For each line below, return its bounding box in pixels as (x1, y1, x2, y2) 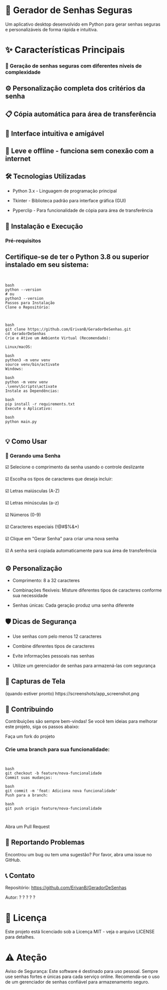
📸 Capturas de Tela (5, 677, 66, 686)
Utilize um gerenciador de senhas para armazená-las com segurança (12, 663, 156, 669)
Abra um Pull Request (5, 823, 50, 830)
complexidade (5, 69, 41, 76)
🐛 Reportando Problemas (5, 838, 85, 847)
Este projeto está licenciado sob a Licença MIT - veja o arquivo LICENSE (5, 929, 155, 935)
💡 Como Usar (5, 437, 47, 446)
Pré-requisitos (5, 237, 41, 244)
